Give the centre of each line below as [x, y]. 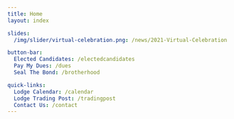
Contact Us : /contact [46, 105]
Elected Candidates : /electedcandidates [74, 59]
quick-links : [27, 85]
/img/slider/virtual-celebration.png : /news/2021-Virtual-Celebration [121, 40]
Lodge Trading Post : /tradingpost [65, 98]
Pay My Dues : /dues [43, 66]
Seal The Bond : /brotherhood [57, 72]
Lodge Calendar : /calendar [54, 92]
